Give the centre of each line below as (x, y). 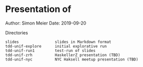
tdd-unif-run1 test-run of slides (50, 50)
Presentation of (38, 9)
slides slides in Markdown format (58, 42)
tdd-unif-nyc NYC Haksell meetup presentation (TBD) (72, 59)
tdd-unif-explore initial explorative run (56, 46)
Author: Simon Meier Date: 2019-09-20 (46, 23)
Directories (17, 32)
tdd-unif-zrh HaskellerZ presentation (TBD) (63, 55)
